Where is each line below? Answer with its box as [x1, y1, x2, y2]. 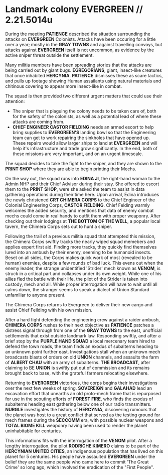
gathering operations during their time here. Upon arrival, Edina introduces [5, 191, 159, 197]
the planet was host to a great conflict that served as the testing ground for [5, 412, 160, 418]
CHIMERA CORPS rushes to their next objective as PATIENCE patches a [5, 322, 154, 328]
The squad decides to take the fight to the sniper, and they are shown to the [5, 160, 162, 166]
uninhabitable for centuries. [5, 428, 62, 434]
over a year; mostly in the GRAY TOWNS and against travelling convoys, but [5, 41, 162, 47]
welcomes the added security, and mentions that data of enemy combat [5, 207, 154, 213]
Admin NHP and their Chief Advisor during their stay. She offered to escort [5, 181, 159, 187]
